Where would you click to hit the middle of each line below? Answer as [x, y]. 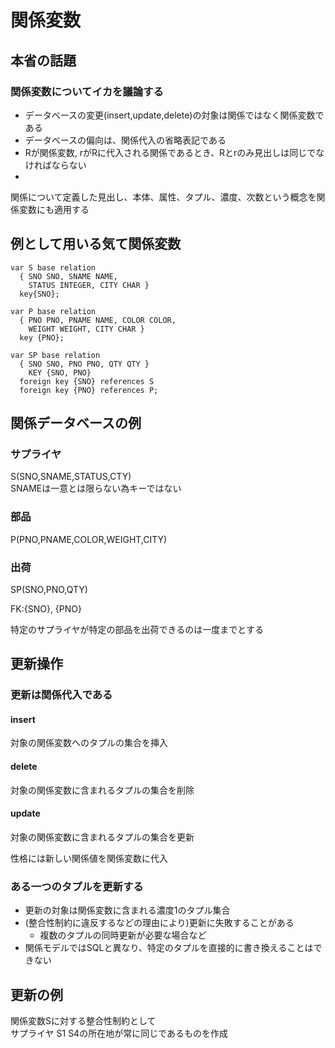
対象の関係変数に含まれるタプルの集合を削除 [102, 790]
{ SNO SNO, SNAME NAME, [68, 276]
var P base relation [53, 311]
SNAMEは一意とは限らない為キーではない [96, 488]
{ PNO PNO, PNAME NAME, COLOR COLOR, [98, 320]
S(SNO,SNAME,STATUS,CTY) [71, 477]
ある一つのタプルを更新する [77, 886]
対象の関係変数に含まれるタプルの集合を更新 [102, 837]
